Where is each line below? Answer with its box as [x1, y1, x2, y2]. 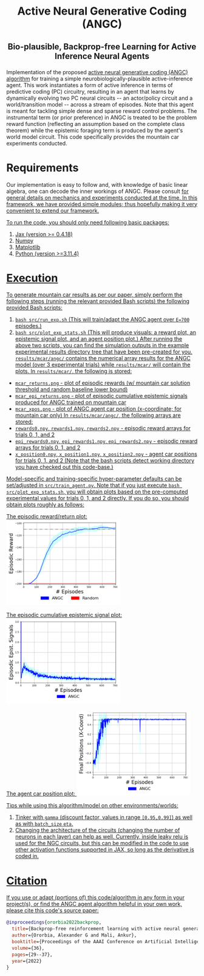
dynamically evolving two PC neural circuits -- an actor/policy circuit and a [6, 94, 193, 102]
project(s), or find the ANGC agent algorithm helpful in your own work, [6, 901, 182, 908]
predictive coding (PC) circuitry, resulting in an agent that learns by [6, 88, 174, 95]
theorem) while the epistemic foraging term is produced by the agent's [6, 127, 183, 134]
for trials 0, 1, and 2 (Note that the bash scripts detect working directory [15, 457, 195, 464]
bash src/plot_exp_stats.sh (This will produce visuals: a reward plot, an [15, 329, 196, 336]
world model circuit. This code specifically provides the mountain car [6, 133, 179, 141]
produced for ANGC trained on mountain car [15, 399, 126, 406]
